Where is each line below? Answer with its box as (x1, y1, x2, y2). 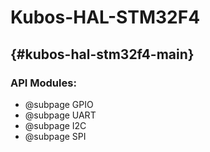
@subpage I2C (24, 119, 87, 131)
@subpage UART (24, 109, 97, 121)
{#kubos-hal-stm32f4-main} (10, 46, 195, 63)
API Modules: (10, 76, 77, 90)
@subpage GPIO (24, 98, 94, 110)
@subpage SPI (24, 130, 87, 142)
